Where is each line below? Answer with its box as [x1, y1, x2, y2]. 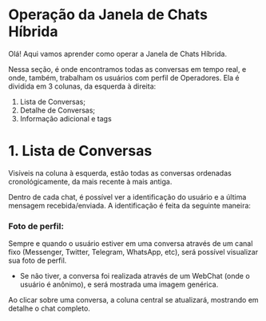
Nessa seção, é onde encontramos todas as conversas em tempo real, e [8, 64, 247, 73]
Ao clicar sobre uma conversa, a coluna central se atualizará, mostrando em [8, 295, 259, 305]
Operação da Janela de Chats [8, 6, 208, 24]
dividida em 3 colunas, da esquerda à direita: [8, 81, 157, 91]
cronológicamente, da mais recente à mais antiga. [8, 176, 173, 186]
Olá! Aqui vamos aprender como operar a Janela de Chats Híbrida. [8, 49, 228, 58]
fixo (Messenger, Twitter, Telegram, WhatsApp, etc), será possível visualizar [8, 248, 258, 257]
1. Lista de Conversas [8, 142, 153, 160]
